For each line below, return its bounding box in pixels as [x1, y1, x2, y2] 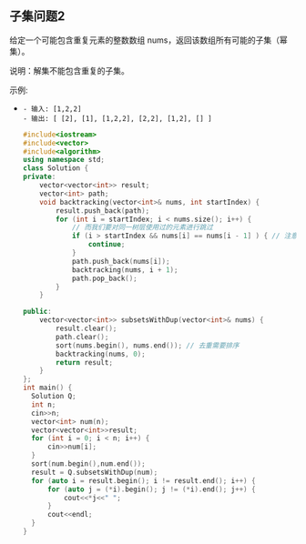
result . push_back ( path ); [56, 206, 150, 216]
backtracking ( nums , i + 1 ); [71, 265, 178, 275]
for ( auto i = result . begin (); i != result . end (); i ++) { [31, 476, 257, 485]
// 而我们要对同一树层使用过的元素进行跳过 [71, 223, 214, 232]
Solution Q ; [31, 392, 76, 401]
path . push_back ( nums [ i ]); [71, 257, 170, 266]
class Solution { [22, 164, 89, 173]
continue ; [87, 240, 126, 249]
